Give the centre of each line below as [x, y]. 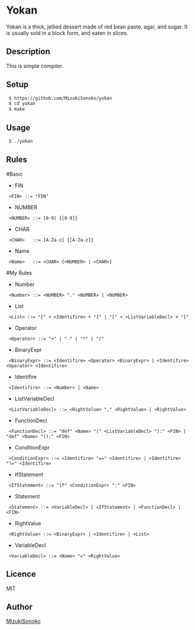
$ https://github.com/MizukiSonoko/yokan [60, 98]
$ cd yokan [22, 104]
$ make [17, 109]
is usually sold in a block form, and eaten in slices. [67, 33]
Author [19, 607]
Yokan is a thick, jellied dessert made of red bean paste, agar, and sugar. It [97, 27]
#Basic [14, 174]
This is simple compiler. [35, 66]
